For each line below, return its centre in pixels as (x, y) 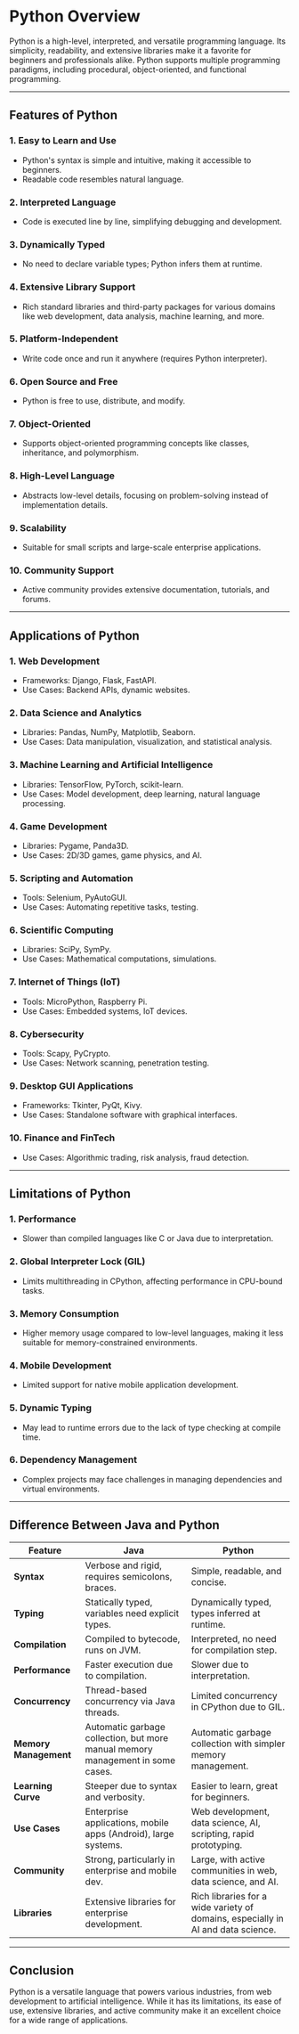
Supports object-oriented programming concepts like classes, (136, 444)
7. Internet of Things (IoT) (65, 982)
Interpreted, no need (234, 1638)
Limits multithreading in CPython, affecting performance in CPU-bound (152, 1281)
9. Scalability (38, 527)
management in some (130, 1760)
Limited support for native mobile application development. (130, 1385)
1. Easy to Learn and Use (63, 141)
